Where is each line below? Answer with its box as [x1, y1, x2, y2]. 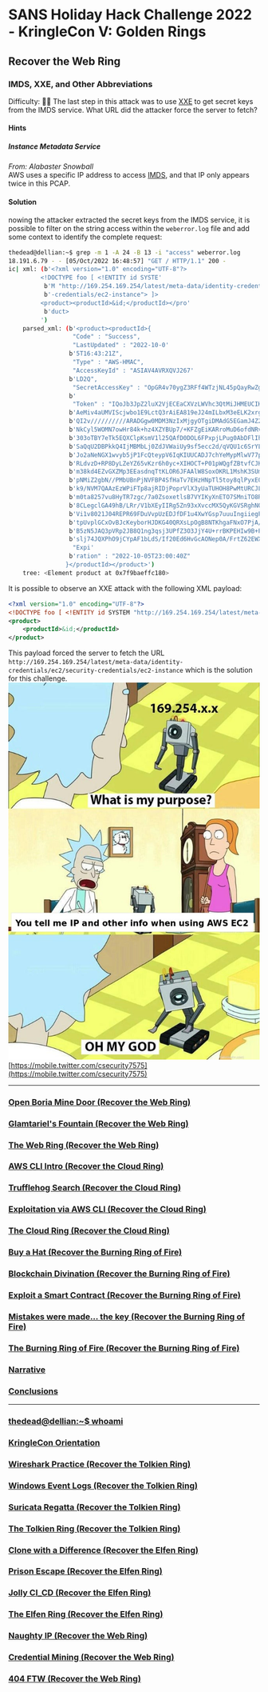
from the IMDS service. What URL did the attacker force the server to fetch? [8, 105, 258, 114]
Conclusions [8, 1386, 58, 1397]
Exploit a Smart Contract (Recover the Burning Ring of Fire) [8, 1290, 241, 1301]
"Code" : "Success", [72, 333, 141, 341]
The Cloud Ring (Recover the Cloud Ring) [8, 1226, 170, 1237]
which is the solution [184, 666, 253, 675]
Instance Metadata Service [8, 142, 101, 151]
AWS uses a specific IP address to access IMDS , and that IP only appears [8, 170, 250, 180]
